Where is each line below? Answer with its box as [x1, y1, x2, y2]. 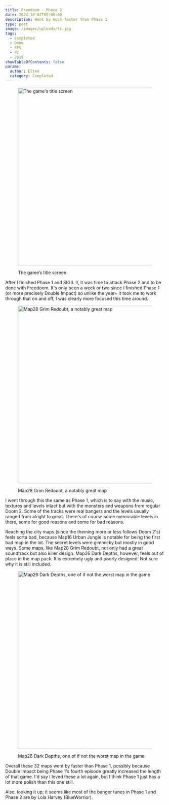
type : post [5, 21, 28, 27]
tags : [5, 31, 17, 36]
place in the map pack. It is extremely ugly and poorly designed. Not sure [5, 555, 158, 561]
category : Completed [10, 74, 53, 79]
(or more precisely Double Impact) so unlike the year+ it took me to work [5, 290, 157, 296]
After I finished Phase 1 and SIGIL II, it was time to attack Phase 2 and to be [5, 279, 162, 285]
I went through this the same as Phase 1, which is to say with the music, [5, 497, 154, 503]
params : [5, 64, 22, 69]
